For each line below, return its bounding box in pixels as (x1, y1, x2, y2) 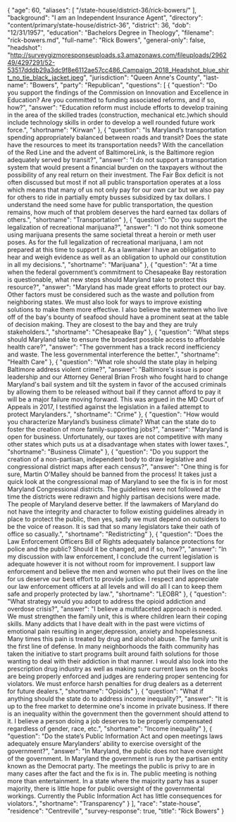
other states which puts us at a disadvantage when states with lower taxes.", (7, 440, 229, 448)
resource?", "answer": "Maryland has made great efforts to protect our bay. (7, 283, 226, 291)
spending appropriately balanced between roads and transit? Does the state (7, 133, 228, 142)
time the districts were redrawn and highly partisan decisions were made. (7, 492, 221, 501)
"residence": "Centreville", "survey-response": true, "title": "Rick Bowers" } (7, 807, 225, 815)
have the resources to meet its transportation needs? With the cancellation (7, 141, 224, 149)
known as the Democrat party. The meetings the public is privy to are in (7, 762, 216, 770)
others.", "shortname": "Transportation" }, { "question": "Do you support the (7, 216, 228, 224)
